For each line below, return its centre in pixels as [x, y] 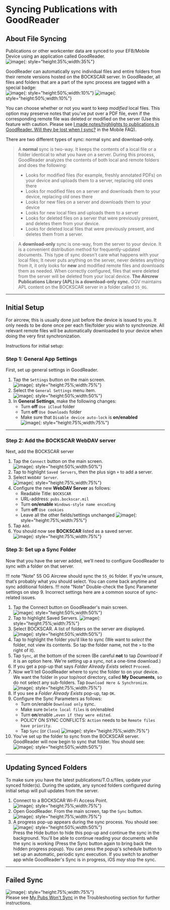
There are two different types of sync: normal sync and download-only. [80, 139]
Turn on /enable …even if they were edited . [66, 715]
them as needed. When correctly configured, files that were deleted [89, 271]
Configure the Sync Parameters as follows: [58, 699]
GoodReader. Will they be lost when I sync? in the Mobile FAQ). [71, 129]
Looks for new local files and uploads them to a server [82, 213]
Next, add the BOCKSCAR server [40, 452]
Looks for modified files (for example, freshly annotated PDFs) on [94, 175]
